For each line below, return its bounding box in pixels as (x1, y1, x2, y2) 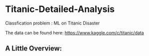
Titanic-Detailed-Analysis (5, 3, 115, 15)
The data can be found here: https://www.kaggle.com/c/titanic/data (5, 29, 145, 35)
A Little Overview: (5, 44, 62, 53)
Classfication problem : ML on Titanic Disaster (5, 20, 100, 26)
